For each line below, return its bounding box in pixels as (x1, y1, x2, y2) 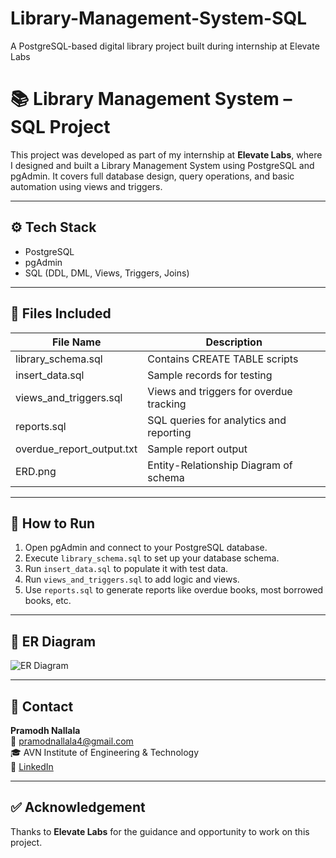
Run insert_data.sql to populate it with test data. (24, 563, 229, 575)
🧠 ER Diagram (10, 633, 97, 650)
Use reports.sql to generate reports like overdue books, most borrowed (24, 584, 324, 596)
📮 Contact (10, 698, 74, 715)
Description (205, 335, 263, 349)
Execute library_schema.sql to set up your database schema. (24, 552, 280, 564)
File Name (51, 335, 102, 349)
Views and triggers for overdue (147, 384, 293, 398)
